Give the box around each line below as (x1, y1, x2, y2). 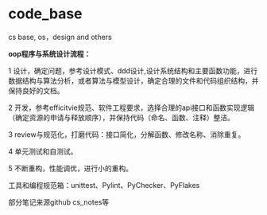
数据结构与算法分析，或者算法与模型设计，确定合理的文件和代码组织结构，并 (8, 76, 259, 85)
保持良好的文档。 (8, 85, 64, 96)
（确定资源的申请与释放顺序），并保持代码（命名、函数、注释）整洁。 (8, 112, 234, 122)
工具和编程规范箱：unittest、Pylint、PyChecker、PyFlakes (8, 180, 200, 190)
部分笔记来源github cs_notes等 (8, 197, 110, 207)
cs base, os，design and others (8, 32, 113, 41)
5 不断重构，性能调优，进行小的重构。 (8, 163, 133, 173)
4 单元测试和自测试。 (8, 147, 78, 156)
